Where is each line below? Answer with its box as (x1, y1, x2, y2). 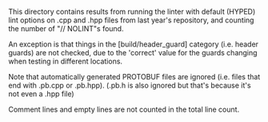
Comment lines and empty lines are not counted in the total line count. (8, 104, 240, 114)
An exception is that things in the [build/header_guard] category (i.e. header (8, 39, 258, 49)
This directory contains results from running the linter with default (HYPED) (8, 7, 256, 16)
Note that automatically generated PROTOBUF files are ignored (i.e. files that (8, 72, 261, 81)
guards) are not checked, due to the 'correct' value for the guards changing (8, 48, 258, 57)
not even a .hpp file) (8, 89, 74, 99)
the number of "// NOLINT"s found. (8, 24, 124, 33)
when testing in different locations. (8, 56, 122, 66)
